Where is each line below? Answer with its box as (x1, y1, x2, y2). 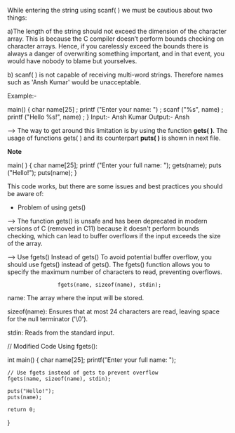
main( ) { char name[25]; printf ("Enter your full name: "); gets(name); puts (7, 161, 222, 169)
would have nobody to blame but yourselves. (7, 57, 137, 65)
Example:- (7, 91, 37, 100)
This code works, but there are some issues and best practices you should (7, 182, 223, 190)
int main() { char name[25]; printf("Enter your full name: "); (7, 356, 177, 364)
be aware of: (7, 190, 44, 198)
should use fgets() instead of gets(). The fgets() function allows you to (7, 260, 210, 269)
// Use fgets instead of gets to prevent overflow (7, 369, 159, 376)
